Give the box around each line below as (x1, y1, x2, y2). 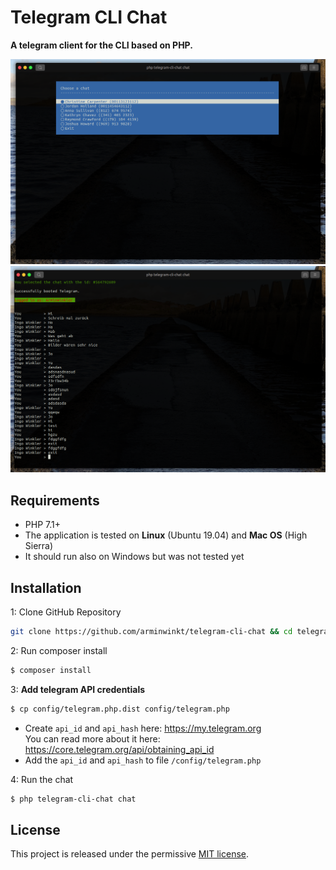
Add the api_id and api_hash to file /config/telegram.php (24, 754, 262, 766)
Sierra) (24, 540, 54, 552)
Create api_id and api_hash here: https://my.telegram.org (24, 722, 262, 734)
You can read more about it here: (24, 732, 161, 745)
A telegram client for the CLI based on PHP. (10, 39, 193, 51)
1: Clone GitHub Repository (10, 606, 122, 618)
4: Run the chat (10, 773, 74, 785)
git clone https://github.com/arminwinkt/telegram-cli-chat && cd (10, 627, 293, 637)
